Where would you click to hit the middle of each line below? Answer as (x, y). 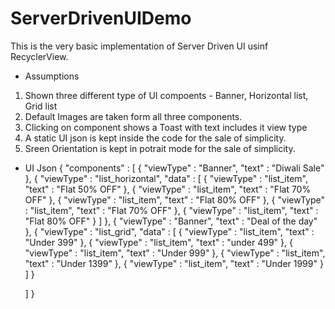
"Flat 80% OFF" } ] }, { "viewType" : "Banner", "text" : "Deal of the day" (171, 221)
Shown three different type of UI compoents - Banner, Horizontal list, (166, 95)
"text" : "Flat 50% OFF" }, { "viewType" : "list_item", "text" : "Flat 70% (168, 189)
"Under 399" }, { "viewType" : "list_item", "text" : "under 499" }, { (158, 242)
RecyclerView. (39, 56)
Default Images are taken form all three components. (133, 116)
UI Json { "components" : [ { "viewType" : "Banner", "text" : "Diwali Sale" (174, 168)
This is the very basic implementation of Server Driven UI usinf (139, 46)
